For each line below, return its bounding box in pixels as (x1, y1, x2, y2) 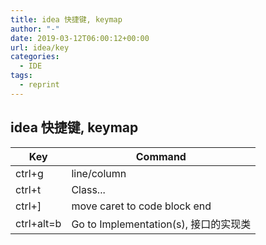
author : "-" (10, 24, 60, 34)
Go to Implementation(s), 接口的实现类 (71, 217, 252, 231)
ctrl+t (15, 182, 42, 196)
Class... (71, 182, 106, 196)
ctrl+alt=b (15, 216, 62, 230)
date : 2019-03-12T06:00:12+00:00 (10, 33, 150, 43)
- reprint (19, 80, 60, 90)
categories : (10, 52, 60, 62)
